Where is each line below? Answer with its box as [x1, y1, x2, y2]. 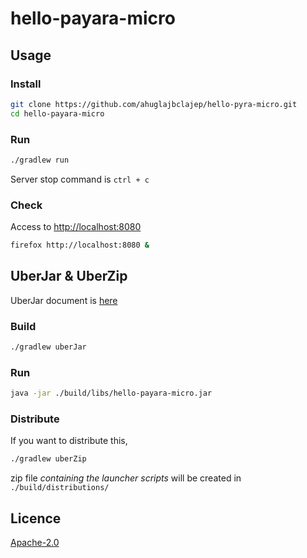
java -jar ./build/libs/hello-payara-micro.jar [10, 388, 213, 399]
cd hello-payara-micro [10, 108, 105, 119]
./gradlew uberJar [10, 342, 87, 352]
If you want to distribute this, [10, 435, 128, 447]
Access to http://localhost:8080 [10, 221, 142, 233]
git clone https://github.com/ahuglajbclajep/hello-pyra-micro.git [10, 99, 298, 109]
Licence [10, 510, 62, 527]
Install [10, 77, 42, 91]
